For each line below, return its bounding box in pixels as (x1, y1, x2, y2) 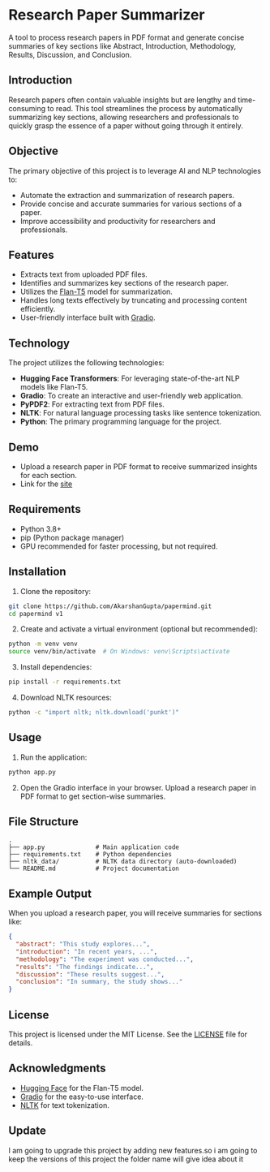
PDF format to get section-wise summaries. (19, 791, 166, 801)
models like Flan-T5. (19, 382, 88, 392)
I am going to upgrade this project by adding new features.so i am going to (8, 1145, 258, 1155)
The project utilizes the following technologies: (8, 358, 165, 368)
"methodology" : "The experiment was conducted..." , (15, 955, 195, 963)
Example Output (8, 886, 92, 900)
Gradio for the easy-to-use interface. (19, 1092, 144, 1101)
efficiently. (19, 304, 56, 314)
